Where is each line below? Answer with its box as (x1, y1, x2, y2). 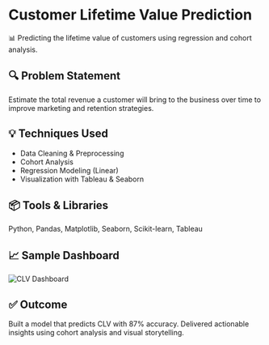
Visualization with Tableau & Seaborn (19, 174, 145, 184)
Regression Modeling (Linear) (19, 165, 119, 175)
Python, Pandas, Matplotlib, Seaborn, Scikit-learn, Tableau (8, 224, 204, 234)
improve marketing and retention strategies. (8, 103, 154, 113)
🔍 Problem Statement (8, 69, 121, 83)
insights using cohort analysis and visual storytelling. (8, 328, 184, 337)
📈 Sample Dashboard (8, 249, 120, 262)
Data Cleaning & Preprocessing (19, 148, 124, 158)
